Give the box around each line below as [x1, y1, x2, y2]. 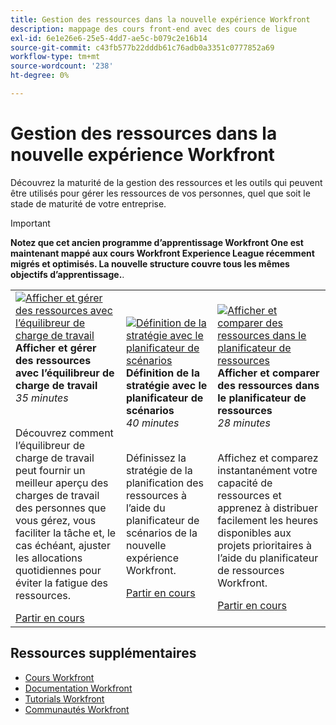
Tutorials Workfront [24, 692, 105, 705]
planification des [125, 476, 205, 490]
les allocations [15, 551, 83, 565]
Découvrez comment [15, 426, 114, 440]
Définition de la [125, 366, 200, 380]
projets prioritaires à [217, 538, 312, 552]
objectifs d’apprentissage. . [10, 268, 125, 280]
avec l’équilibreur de [15, 366, 115, 380]
